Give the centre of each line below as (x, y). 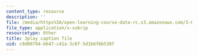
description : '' (26, 17)
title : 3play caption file (39, 38)
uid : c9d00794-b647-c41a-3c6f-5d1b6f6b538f (60, 44)
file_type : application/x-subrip (47, 28)
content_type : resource (35, 11)
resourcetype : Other (32, 33)
